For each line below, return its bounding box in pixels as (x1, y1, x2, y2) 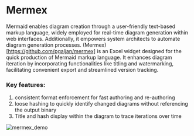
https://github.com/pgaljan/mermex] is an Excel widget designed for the (8, 47, 182, 54)
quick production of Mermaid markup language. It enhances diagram (6, 54, 172, 61)
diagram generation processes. (6, 41, 82, 48)
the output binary (14, 106, 57, 114)
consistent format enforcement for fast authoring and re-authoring (14, 94, 175, 101)
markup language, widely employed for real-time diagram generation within (6, 29, 189, 36)
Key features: (6, 81, 46, 89)
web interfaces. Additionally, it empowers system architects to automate (6, 35, 181, 42)
